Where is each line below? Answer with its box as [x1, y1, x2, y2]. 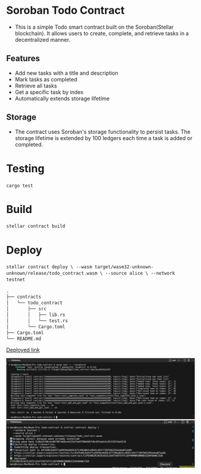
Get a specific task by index [14, 88, 84, 96]
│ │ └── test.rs [6, 318, 68, 324]
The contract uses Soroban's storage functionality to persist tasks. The [14, 128, 191, 135]
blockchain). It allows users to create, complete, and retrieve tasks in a [14, 29, 189, 37]
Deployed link [6, 347, 40, 354]
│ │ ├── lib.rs [6, 312, 66, 318]
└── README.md [6, 336, 42, 342]
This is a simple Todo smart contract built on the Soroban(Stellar [14, 23, 174, 31]
